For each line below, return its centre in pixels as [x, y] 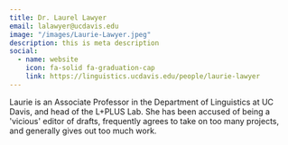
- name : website [48, 59]
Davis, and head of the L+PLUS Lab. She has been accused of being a [140, 111]
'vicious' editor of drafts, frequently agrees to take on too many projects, [144, 121]
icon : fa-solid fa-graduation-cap [90, 68]
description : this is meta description [84, 43]
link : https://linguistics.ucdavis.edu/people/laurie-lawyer [143, 77]
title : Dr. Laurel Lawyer [58, 18]
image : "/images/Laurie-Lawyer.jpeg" [80, 34]
